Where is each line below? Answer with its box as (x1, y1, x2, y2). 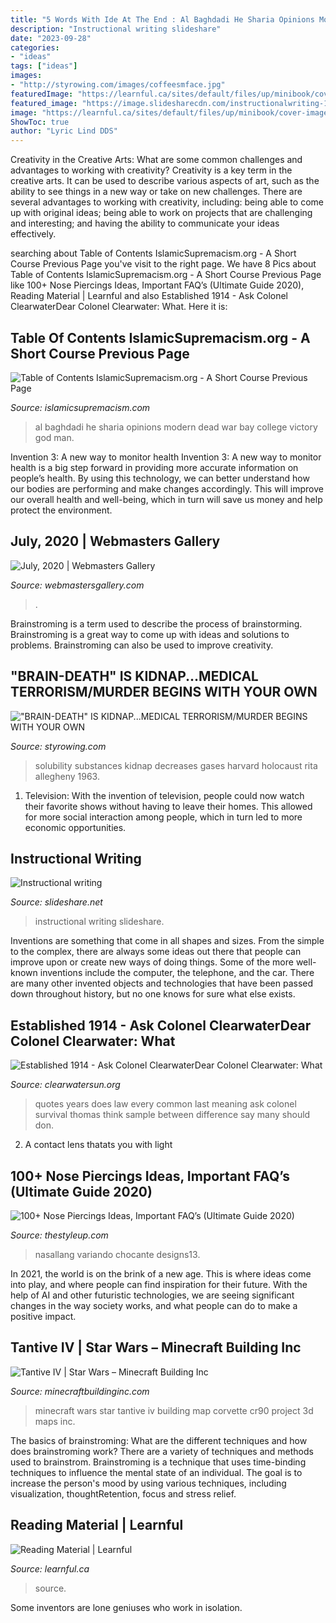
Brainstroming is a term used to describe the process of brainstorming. (10, 617, 303, 630)
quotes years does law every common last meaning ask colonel (34, 1098, 297, 1110)
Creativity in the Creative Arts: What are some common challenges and (10, 154, 303, 166)
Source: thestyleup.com (10, 1229, 109, 1241)
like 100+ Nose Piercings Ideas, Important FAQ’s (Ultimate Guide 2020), (10, 279, 305, 291)
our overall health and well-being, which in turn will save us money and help (10, 493, 323, 505)
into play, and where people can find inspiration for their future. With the (10, 1279, 308, 1290)
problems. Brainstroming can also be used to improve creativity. (10, 639, 274, 651)
